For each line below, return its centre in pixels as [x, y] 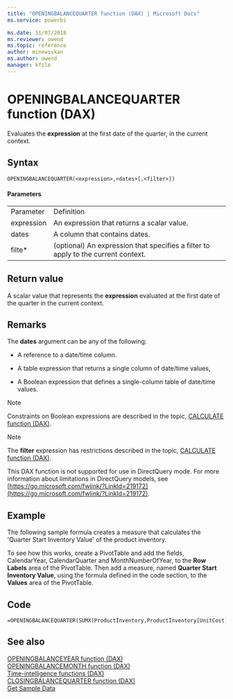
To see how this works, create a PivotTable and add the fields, [96, 553]
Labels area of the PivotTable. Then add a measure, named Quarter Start [112, 568]
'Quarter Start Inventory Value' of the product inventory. [87, 540]
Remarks [27, 324]
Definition [69, 211]
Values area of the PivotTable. [50, 583]
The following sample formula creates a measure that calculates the [104, 532]
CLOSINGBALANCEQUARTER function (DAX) [71, 681]
